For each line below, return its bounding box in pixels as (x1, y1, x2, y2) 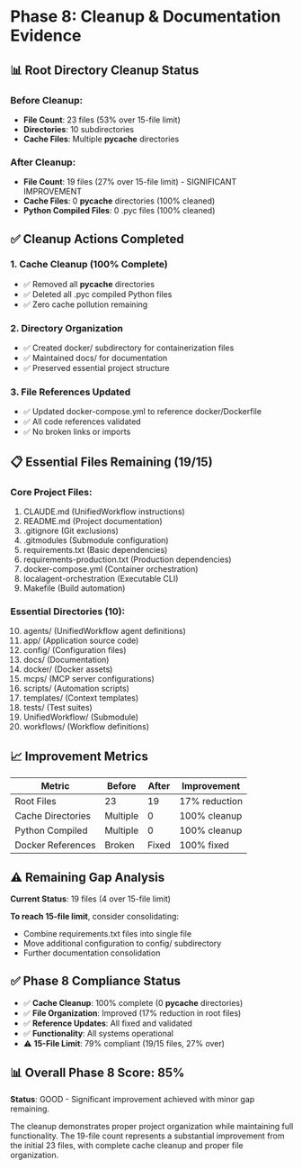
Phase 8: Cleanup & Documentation (10, 6, 281, 27)
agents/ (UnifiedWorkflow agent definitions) (22, 626, 187, 637)
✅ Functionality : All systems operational (22, 1028, 174, 1038)
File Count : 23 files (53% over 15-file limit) (22, 114, 181, 125)
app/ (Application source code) (22, 635, 139, 646)
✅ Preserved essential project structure (22, 363, 170, 374)
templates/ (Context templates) (22, 693, 138, 703)
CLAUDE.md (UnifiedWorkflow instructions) (22, 506, 185, 517)
